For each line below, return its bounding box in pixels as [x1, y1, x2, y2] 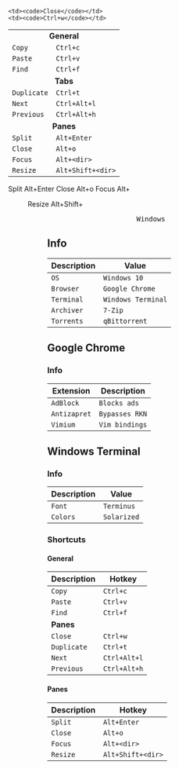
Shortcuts [47, 534, 86, 545]
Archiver [51, 306, 84, 314]
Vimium [51, 420, 76, 429]
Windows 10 [102, 273, 144, 282]
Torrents [51, 317, 84, 325]
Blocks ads [98, 398, 139, 408]
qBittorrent [102, 317, 148, 325]
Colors [51, 513, 76, 522]
